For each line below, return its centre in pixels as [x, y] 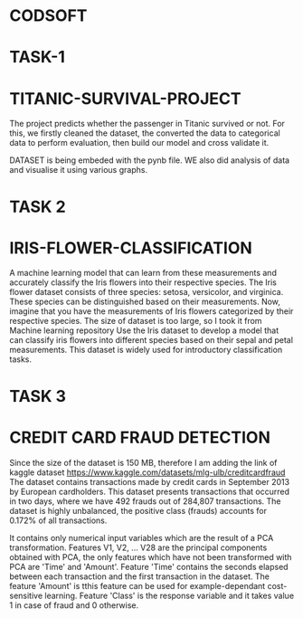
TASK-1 [38, 57]
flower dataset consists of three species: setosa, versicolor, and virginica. [147, 292]
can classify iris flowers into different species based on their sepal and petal [151, 340]
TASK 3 [38, 396]
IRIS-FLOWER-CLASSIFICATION [131, 247]
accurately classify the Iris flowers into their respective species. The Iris [143, 282]
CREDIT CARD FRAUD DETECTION [140, 437]
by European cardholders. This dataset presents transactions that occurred [149, 491]
